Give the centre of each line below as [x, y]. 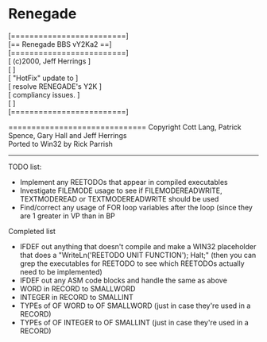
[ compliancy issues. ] [44, 94]
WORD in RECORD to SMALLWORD [77, 288]
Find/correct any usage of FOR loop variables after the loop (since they [136, 207]
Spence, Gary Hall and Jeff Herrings [68, 135]
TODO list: [25, 167]
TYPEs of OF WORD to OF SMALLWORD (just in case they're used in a [135, 305]
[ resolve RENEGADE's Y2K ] [55, 86]
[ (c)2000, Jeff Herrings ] [50, 61]
